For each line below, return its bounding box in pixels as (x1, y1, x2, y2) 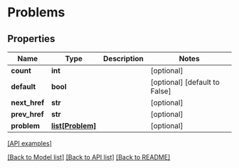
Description (102, 54, 144, 63)
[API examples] (7, 140, 52, 147)
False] (150, 86, 171, 96)
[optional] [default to (150, 78, 220, 87)
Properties (7, 33, 55, 45)
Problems (7, 4, 65, 21)
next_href (11, 98, 45, 107)
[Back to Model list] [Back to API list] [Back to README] (7, 153, 171, 161)
